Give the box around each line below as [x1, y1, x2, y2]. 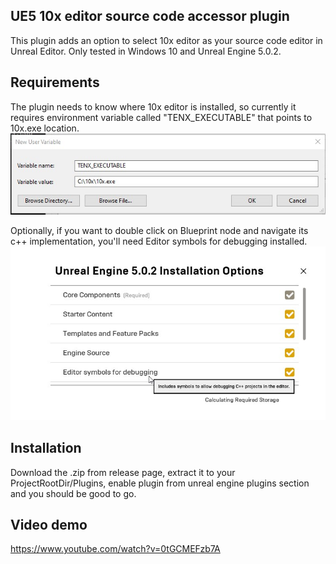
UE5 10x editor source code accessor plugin [10, 8, 290, 25]
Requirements [10, 74, 100, 91]
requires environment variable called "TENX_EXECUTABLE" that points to [10, 111, 313, 123]
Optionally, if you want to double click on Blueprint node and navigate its [10, 224, 309, 236]
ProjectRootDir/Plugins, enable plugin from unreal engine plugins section [10, 477, 310, 489]
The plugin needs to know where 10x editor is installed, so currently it [10, 100, 297, 113]
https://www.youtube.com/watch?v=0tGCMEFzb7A [10, 543, 221, 555]
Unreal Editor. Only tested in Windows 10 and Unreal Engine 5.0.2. [10, 45, 282, 57]
